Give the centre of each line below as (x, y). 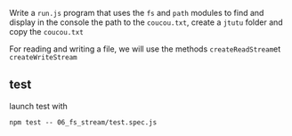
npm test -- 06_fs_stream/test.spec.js (83, 122)
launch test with (39, 106)
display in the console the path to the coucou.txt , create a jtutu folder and (146, 22)
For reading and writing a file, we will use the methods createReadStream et (145, 49)
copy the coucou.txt (47, 32)
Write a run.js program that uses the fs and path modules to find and (137, 13)
